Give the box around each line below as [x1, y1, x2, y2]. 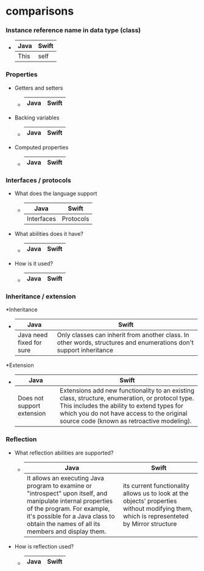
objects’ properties [123, 497, 177, 505]
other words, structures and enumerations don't [57, 338, 194, 347]
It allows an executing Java [26, 473, 104, 482]
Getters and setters [14, 84, 63, 91]
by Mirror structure [123, 519, 177, 528]
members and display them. [26, 527, 107, 536]
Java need [17, 331, 48, 339]
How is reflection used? [14, 542, 74, 550]
